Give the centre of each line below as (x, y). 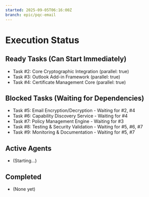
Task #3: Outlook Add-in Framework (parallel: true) (66, 77)
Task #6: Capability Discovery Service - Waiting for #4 (70, 116)
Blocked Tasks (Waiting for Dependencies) (75, 98)
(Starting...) (25, 161)
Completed (24, 177)
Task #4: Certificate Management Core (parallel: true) (69, 82)
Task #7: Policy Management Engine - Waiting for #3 (68, 121)
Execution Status (42, 40)
